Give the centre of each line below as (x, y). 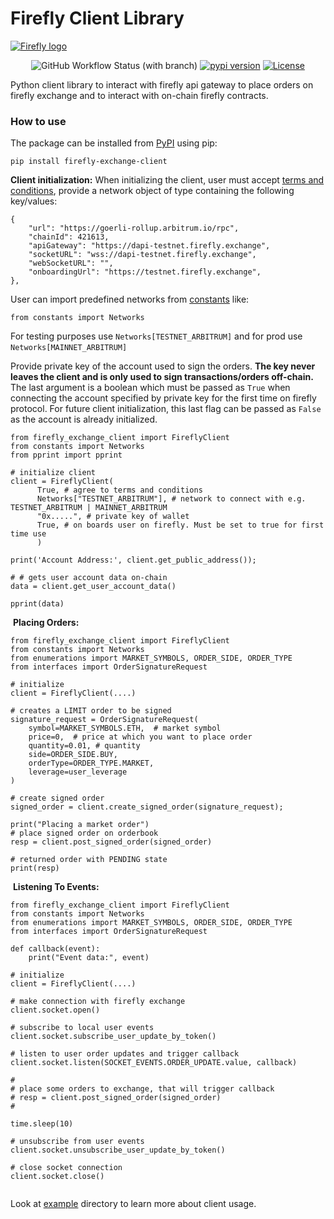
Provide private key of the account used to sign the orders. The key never (163, 366)
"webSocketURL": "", (71, 263)
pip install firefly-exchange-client (89, 162)
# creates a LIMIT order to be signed (91, 711)
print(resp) (35, 868)
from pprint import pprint (66, 455)
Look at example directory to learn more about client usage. (133, 1204)
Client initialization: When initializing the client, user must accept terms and (167, 180)
